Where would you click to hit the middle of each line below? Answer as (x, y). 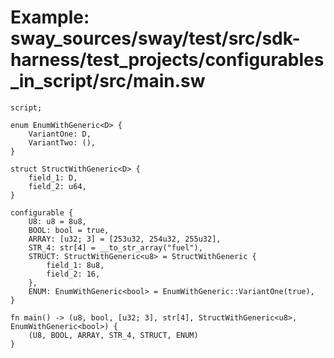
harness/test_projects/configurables (167, 60)
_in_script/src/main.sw (108, 81)
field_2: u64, (57, 186)
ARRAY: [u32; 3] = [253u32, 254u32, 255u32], (125, 239)
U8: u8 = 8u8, (57, 221)
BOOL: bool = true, (69, 230)
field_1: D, (53, 177)
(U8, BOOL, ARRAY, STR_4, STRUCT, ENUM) (113, 335)
